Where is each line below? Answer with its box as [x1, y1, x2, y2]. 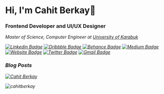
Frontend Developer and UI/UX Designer [5, 23, 106, 30]
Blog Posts [5, 62, 32, 69]
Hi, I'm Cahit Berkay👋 [5, 5, 96, 16]
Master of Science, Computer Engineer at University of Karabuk [5, 34, 139, 40]
